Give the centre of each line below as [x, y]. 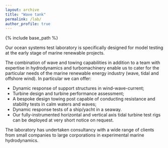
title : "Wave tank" [26, 14]
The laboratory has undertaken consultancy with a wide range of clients [80, 130]
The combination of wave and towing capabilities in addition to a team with [83, 62]
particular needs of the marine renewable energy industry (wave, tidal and [82, 73]
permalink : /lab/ [23, 19]
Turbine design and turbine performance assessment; [68, 93]
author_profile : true [28, 24]
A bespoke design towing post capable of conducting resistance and [84, 99]
